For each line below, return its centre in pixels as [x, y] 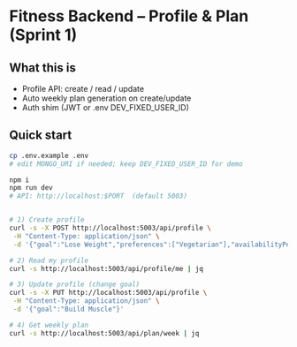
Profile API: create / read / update [83, 89]
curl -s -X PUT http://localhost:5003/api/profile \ [108, 293]
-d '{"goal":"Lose [47, 245]
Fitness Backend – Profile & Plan [129, 16]
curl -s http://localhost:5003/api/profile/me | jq [106, 268]
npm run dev [31, 188]
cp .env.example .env [49, 155]
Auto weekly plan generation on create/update [107, 98]
